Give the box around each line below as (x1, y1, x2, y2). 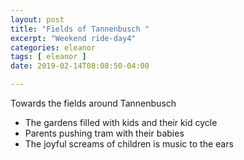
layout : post (10, 14, 65, 25)
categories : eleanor (10, 42, 97, 53)
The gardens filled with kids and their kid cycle (24, 117, 218, 128)
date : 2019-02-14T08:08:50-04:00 (10, 61, 150, 71)
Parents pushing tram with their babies (24, 127, 185, 139)
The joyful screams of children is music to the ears (24, 138, 234, 150)
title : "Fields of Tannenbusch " (10, 24, 150, 34)
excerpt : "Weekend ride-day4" (10, 33, 137, 43)
